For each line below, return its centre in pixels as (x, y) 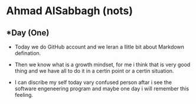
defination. (28, 53)
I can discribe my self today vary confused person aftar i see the (93, 82)
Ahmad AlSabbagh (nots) (70, 11)
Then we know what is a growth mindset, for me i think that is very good (102, 64)
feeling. (24, 95)
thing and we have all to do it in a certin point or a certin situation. (94, 71)
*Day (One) (28, 33)
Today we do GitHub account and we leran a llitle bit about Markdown (99, 47)
